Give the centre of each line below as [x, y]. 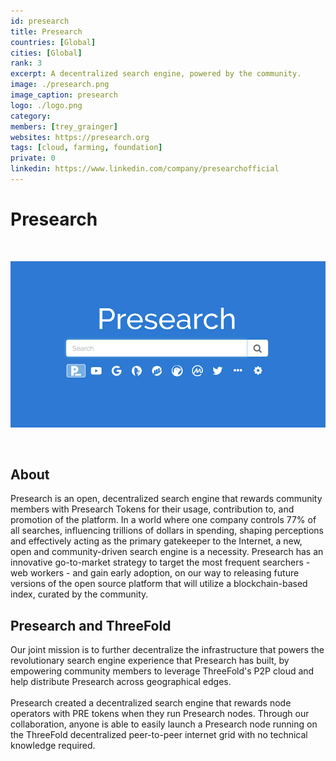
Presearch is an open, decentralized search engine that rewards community [166, 499]
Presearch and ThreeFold [91, 625]
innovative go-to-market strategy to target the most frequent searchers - [160, 562]
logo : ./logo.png [46, 105]
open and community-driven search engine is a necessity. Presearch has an [167, 552]
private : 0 [33, 158]
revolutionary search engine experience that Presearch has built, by [150, 661]
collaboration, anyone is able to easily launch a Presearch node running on [164, 724]
